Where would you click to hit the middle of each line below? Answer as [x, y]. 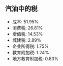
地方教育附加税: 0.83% [35, 59]
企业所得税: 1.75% [31, 46]
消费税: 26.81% [28, 28]
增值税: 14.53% [28, 34]
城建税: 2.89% [27, 40]
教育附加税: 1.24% [31, 52]
